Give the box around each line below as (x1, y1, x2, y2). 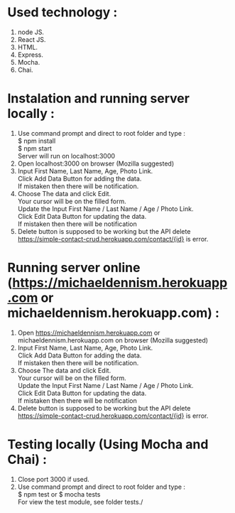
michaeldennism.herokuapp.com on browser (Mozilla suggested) (17, 335, 208, 345)
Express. (17, 50, 44, 59)
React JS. (17, 35, 46, 43)
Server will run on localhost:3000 (17, 151, 116, 160)
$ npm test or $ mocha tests (17, 490, 101, 498)
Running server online (7, 260, 141, 276)
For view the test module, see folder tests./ (17, 497, 143, 506)
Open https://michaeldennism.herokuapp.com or (17, 328, 160, 337)
